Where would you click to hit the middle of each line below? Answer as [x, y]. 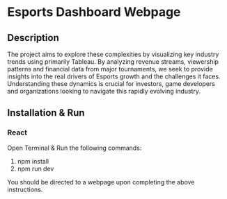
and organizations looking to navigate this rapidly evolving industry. [104, 91]
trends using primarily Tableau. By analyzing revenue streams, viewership [113, 62]
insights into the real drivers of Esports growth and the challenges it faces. [114, 76]
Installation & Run [46, 113]
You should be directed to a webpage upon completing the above [101, 182]
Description [33, 38]
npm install [33, 161]
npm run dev [36, 168]
